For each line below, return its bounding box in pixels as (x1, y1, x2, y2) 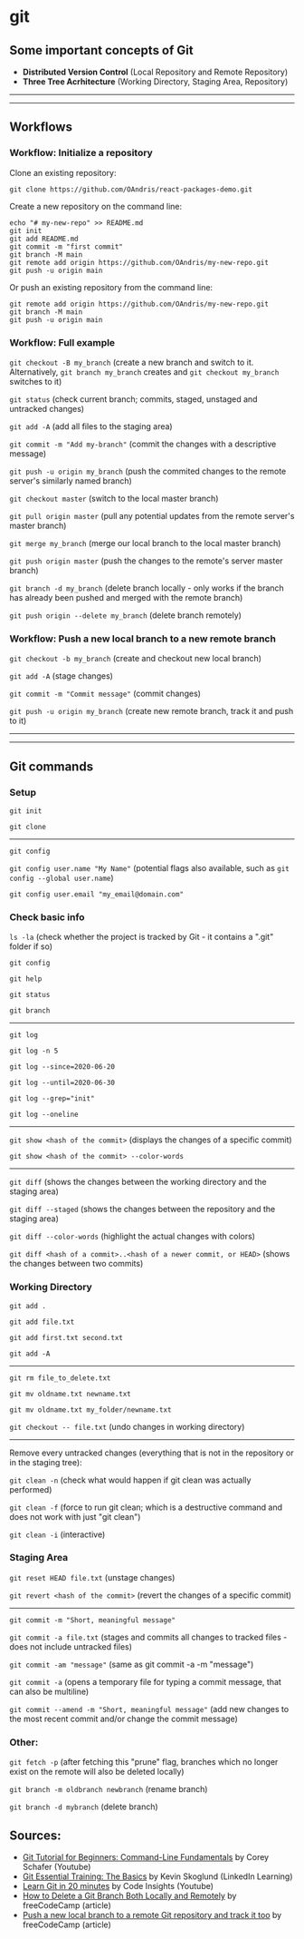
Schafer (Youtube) (22, 1861, 91, 1872)
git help (9, 974, 43, 984)
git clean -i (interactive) (9, 1529, 106, 1540)
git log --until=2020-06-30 (9, 1078, 116, 1088)
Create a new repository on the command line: (9, 201, 183, 211)
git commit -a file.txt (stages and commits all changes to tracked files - (9, 1631, 288, 1642)
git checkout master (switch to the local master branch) (9, 493, 219, 504)
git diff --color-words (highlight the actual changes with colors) (9, 1231, 256, 1242)
